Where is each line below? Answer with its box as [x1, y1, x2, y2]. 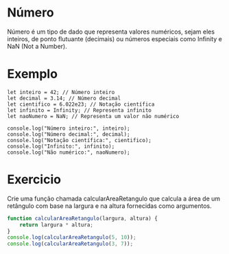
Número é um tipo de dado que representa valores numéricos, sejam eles [7, 27, 215, 36]
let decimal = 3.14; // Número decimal [7, 95, 121, 102]
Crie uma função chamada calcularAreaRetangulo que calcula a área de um [7, 194, 221, 203]
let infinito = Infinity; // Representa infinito [7, 106, 152, 114]
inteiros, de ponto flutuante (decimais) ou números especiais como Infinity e [7, 34, 223, 43]
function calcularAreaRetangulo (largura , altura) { [7, 215, 158, 222]
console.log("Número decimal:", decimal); [7, 130, 130, 138]
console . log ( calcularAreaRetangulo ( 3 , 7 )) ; [7, 240, 134, 248]
